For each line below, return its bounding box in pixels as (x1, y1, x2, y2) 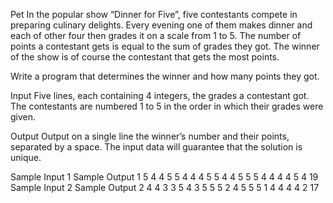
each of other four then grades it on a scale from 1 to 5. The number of (10, 30, 302, 41)
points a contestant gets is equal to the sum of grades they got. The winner (10, 40, 320, 52)
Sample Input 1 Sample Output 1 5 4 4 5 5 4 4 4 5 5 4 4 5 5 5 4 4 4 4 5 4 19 (10, 171, 319, 183)
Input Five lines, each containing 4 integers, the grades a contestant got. (10, 90, 310, 101)
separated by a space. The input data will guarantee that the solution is (10, 141, 303, 153)
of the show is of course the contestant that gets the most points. (10, 51, 280, 63)
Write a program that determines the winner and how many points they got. (10, 70, 320, 82)
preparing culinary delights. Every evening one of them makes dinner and (10, 19, 313, 31)
